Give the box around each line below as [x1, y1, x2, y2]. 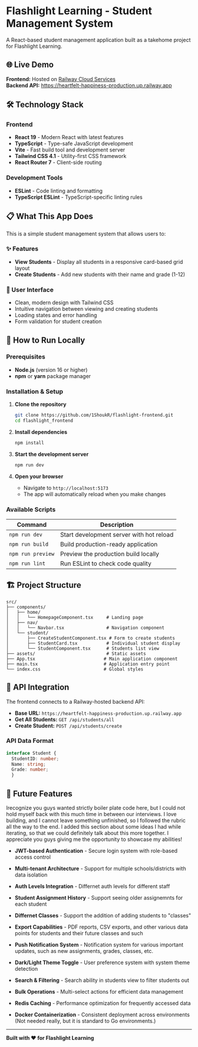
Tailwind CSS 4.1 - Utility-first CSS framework [14, 153, 127, 160]
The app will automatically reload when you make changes [23, 490, 166, 498]
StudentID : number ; [11, 756, 60, 762]
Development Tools [6, 173, 63, 182]
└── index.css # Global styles [6, 666, 144, 672]
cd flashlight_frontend [14, 418, 74, 424]
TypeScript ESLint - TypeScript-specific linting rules [14, 194, 143, 201]
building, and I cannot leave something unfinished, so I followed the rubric [6, 817, 186, 824]
